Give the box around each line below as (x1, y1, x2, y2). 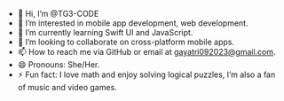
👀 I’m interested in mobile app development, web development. (17, 18, 248, 28)
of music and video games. (17, 82, 117, 92)
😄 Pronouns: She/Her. (17, 59, 100, 70)
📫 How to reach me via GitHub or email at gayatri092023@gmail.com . (17, 47, 277, 57)
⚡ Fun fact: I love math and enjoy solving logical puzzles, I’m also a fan (17, 69, 276, 80)
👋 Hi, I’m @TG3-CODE (17, 9, 99, 19)
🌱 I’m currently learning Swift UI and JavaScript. (17, 27, 193, 37)
